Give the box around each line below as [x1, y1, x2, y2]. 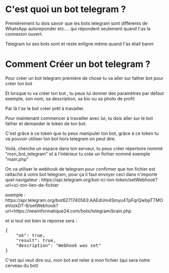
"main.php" [5, 156, 29, 162]
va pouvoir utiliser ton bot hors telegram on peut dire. [5, 135, 116, 142]
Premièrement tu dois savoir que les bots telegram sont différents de [5, 20, 148, 26]
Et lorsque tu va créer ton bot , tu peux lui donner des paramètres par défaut [5, 90, 164, 96]
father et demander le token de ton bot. [5, 120, 87, 127]
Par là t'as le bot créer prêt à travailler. [5, 105, 85, 112]
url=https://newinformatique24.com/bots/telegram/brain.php [5, 208, 132, 214]
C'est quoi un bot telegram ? [5, 4, 126, 15]
